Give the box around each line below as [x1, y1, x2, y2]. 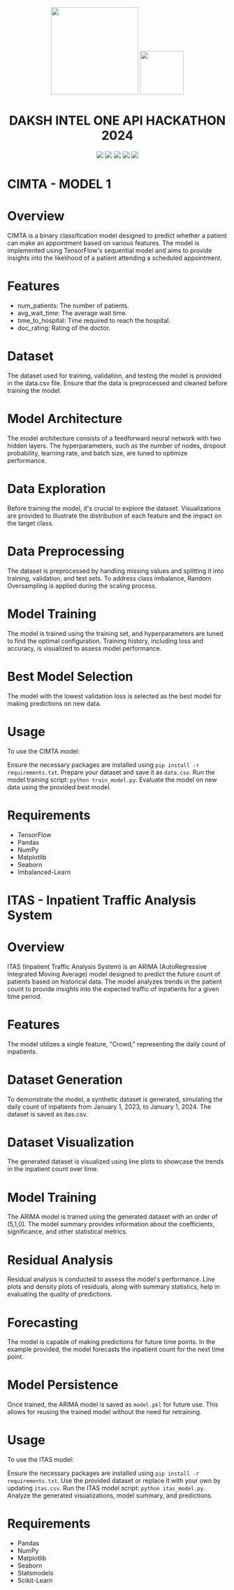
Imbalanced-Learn [17, 868, 71, 876]
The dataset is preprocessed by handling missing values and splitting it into [7, 567, 224, 575]
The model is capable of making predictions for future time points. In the [7, 1338, 216, 1346]
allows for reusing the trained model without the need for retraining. [7, 1408, 202, 1416]
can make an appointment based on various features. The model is [7, 239, 200, 247]
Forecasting [7, 1315, 78, 1330]
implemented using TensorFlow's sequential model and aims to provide [7, 247, 212, 255]
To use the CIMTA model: [7, 747, 80, 755]
